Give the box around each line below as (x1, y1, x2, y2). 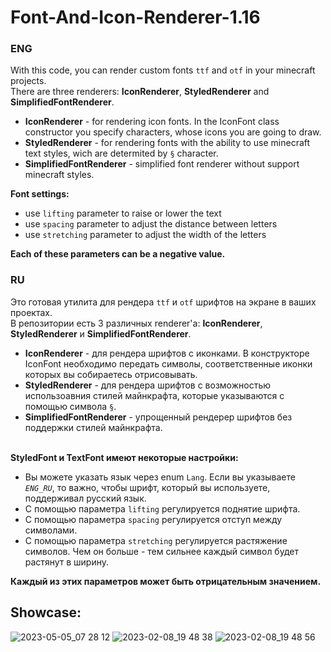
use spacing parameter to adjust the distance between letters (24, 218, 278, 230)
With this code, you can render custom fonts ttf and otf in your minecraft (10, 64, 316, 76)
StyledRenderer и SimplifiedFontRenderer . (10, 327, 192, 340)
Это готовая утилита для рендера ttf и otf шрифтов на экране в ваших (10, 296, 317, 308)
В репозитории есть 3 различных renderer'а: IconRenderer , (10, 317, 263, 329)
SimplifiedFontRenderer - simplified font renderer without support (24, 158, 300, 170)
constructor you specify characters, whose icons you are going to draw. (24, 126, 322, 138)
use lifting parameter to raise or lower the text (24, 207, 222, 220)
